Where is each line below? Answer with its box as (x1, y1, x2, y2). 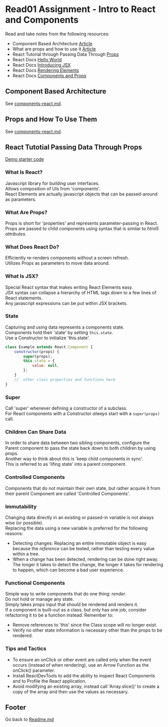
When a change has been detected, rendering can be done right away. (12, 556, 159, 562)
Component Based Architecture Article (12, 40, 93, 46)
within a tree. (12, 551, 40, 557)
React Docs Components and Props (12, 72, 87, 78)
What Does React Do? (5, 243, 59, 250)
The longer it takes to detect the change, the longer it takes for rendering (12, 561, 163, 567)
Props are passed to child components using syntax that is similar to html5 (5, 225, 159, 232)
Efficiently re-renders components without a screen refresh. (5, 255, 129, 261)
